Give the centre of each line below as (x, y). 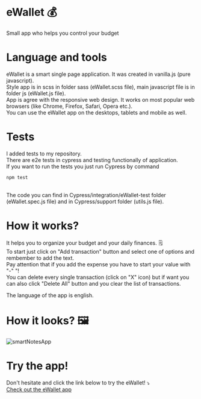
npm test (17, 177)
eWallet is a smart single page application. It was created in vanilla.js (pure (98, 74)
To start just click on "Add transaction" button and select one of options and (100, 251)
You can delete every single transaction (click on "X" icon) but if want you (98, 277)
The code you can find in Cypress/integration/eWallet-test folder (86, 195)
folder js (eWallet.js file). (36, 93)
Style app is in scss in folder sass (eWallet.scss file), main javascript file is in (100, 87)
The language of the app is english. (50, 295)
